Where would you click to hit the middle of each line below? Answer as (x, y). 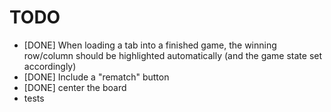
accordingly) (50, 66)
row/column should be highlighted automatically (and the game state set (173, 55)
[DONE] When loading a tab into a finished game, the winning (150, 45)
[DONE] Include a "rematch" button (96, 77)
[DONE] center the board (75, 87)
